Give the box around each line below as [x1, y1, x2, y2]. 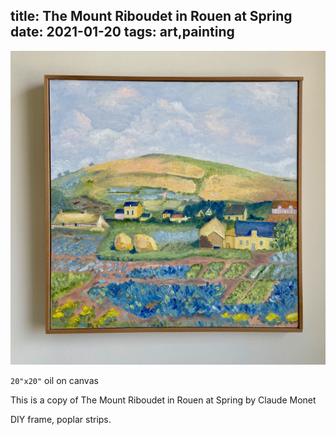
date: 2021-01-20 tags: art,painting [10, 24, 235, 41]
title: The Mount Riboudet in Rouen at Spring [10, 8, 293, 25]
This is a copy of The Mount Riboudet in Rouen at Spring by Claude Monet [10, 394, 317, 406]
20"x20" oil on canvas [10, 374, 99, 386]
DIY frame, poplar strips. [10, 413, 112, 425]
